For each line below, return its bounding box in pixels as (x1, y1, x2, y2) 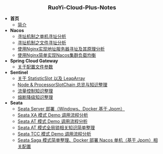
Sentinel (10, 69, 28, 75)
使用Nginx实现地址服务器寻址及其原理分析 (17, 46, 105, 52)
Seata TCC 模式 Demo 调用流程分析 (17, 131, 92, 136)
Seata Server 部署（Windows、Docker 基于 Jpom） (17, 106, 125, 111)
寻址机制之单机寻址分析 (17, 34, 66, 39)
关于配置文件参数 (17, 64, 53, 70)
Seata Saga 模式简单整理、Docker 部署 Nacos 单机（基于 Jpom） (17, 137, 153, 143)
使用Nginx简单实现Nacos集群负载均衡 (17, 52, 97, 58)
